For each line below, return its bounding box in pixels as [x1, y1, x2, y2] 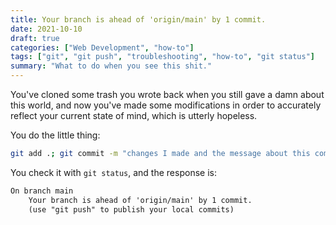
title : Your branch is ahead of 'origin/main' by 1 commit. [10, 14, 267, 25]
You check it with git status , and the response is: [10, 166, 217, 178]
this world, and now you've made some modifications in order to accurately [10, 99, 322, 111]
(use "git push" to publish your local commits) [28, 204, 235, 215]
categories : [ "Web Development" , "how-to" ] [10, 42, 195, 53]
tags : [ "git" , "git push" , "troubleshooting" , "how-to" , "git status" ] [10, 52, 315, 62]
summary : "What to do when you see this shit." [10, 61, 213, 71]
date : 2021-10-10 [10, 24, 83, 34]
